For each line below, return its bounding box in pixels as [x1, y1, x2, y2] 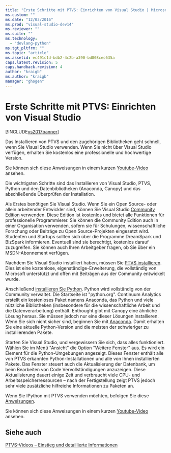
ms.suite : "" [5, 31, 33, 36]
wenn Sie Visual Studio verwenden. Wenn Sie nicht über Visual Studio [5, 144, 152, 150]
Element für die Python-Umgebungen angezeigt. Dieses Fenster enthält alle [5, 350, 164, 356]
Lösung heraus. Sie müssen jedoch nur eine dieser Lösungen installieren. [5, 313, 159, 319]
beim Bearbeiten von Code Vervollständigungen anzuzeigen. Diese [5, 366, 146, 372]
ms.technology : [5, 36, 38, 41]
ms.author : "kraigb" [5, 74, 49, 79]
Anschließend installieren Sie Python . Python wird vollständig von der [5, 286, 151, 292]
